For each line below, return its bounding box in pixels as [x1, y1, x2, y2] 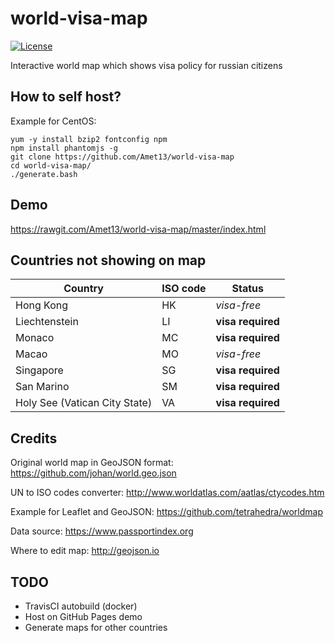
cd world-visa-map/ [10, 160, 92, 171]
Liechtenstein [15, 315, 79, 329]
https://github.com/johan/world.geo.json [10, 467, 177, 479]
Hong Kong [15, 298, 69, 312]
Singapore [15, 363, 64, 377]
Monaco [15, 331, 55, 345]
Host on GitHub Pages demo [24, 611, 143, 622]
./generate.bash [10, 169, 78, 179]
